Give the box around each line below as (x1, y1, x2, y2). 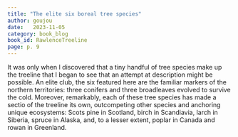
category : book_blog (7, 30, 69, 38)
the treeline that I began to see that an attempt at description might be (7, 70, 213, 79)
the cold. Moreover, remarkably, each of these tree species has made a (7, 93, 217, 102)
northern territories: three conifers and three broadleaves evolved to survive (7, 86, 232, 94)
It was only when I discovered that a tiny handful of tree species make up (7, 63, 222, 71)
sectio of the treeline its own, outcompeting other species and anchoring (7, 101, 221, 109)
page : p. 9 (7, 43, 40, 50)
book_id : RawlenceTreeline (7, 37, 88, 44)
